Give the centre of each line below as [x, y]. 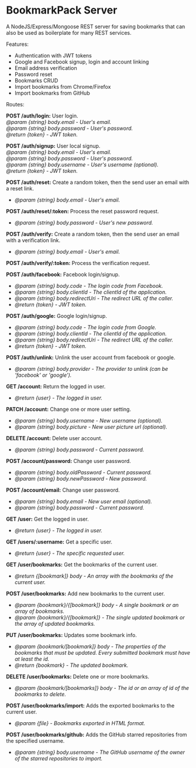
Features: [18, 44]
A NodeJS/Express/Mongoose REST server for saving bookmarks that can [96, 26]
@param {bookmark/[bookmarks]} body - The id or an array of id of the [102, 687]
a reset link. [20, 188]
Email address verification [46, 68]
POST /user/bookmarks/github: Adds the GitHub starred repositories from [97, 735]
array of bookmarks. [39, 611]
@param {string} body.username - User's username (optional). [82, 165]
